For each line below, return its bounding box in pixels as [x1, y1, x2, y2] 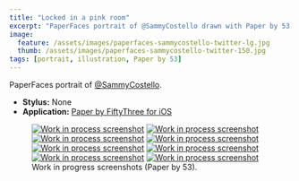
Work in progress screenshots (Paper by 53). [31, 162, 198, 172]
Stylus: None [21, 97, 73, 108]
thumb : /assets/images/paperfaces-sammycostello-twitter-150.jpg [17, 47, 267, 56]
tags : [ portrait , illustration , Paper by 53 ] [9, 55, 182, 64]
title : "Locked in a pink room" [9, 13, 130, 22]
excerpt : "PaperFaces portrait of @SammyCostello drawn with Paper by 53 [9, 22, 291, 30]
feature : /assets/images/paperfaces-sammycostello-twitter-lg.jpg [17, 38, 270, 47]
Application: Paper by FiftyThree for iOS [21, 107, 173, 116]
